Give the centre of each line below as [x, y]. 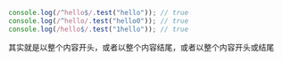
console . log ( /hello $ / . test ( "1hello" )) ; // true [99, 29]
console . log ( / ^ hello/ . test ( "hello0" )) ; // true [99, 21]
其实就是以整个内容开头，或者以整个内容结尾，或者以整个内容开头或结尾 [141, 47]
